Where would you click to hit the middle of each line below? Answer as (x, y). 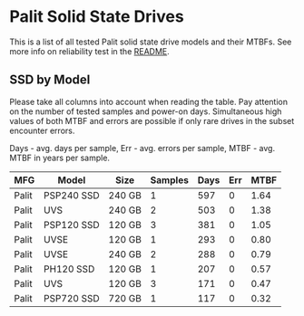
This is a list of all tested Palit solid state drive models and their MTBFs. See (151, 42)
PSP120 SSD (72, 225)
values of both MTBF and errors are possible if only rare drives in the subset (152, 120)
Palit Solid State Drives (97, 17)
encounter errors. (42, 130)
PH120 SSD (69, 269)
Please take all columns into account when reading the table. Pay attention (149, 101)
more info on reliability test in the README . (89, 51)
